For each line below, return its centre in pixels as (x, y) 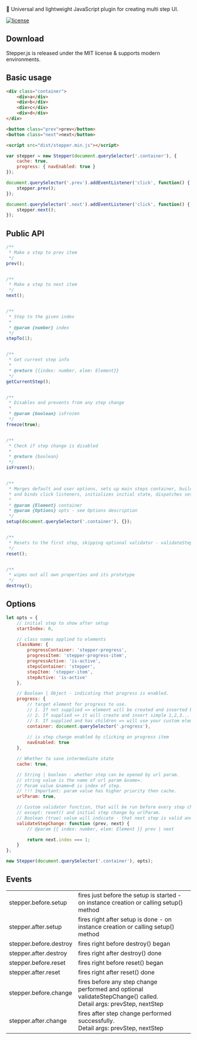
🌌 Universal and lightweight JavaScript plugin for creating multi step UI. (92, 9)
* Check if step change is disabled (53, 446)
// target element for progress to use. (77, 705)
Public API (25, 233)
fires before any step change (118, 982)
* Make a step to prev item (43, 253)
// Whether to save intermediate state (65, 759)
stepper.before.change (40, 992)
